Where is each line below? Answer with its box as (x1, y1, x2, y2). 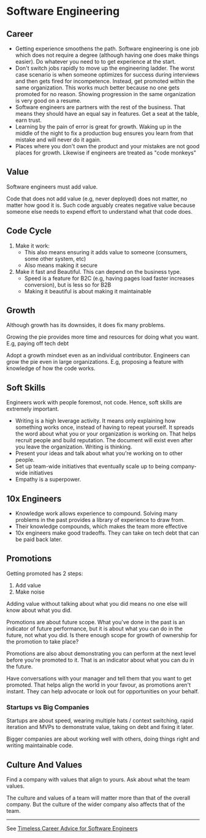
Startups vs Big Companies (6, 703, 90, 711)
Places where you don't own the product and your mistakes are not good (15, 143, 200, 149)
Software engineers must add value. (6, 183, 98, 191)
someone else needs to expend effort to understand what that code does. (6, 208, 193, 215)
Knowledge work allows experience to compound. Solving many (15, 510, 178, 517)
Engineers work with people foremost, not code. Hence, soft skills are (6, 399, 183, 406)
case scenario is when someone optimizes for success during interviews (15, 71, 199, 78)
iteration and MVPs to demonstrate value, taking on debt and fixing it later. (6, 723, 194, 731)
